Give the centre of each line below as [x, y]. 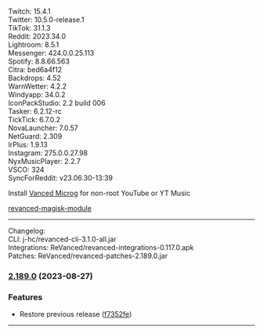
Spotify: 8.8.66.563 [39, 61]
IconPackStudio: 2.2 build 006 [57, 103]
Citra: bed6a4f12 [35, 69]
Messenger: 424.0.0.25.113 [51, 53]
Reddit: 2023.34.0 [37, 36]
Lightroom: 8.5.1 [34, 45]
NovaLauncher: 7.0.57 [43, 128]
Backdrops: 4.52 [34, 78]
